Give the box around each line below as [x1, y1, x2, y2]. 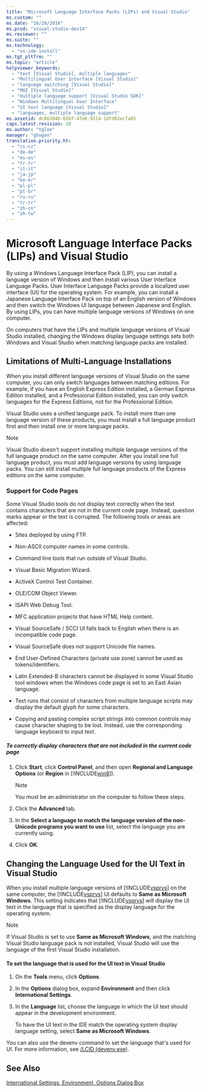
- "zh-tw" [11, 211, 36, 217]
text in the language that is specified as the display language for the [6, 903, 175, 910]
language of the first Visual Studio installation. [6, 945, 121, 953]
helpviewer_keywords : [6, 65, 61, 71]
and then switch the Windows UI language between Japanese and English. [6, 302, 192, 309]
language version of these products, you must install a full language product [6, 416, 196, 423]
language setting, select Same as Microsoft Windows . [14, 1027, 151, 1035]
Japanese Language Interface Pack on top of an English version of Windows [6, 295, 197, 302]
